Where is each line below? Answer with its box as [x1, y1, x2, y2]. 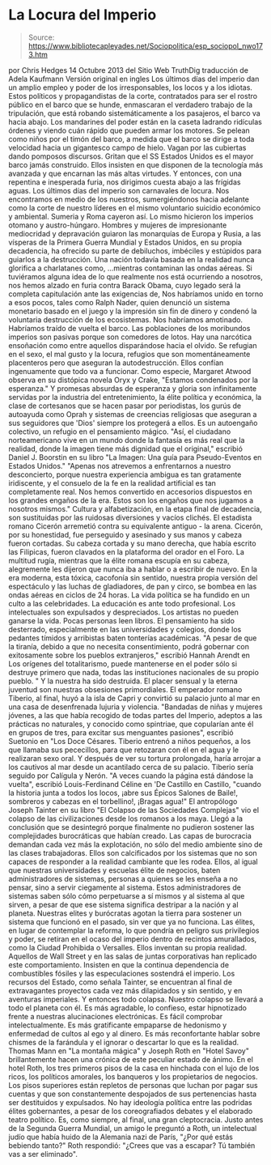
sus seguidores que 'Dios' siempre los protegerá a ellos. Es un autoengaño [8, 418, 258, 427]
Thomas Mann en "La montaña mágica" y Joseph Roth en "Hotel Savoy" [8, 1046, 249, 1056]
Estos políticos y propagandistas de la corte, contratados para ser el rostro [8, 91, 257, 100]
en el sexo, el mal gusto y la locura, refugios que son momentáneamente [8, 349, 251, 359]
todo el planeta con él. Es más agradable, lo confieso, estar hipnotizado [8, 1002, 247, 1013]
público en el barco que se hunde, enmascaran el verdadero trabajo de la [8, 100, 253, 109]
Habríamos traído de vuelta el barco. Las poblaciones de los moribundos [8, 323, 251, 333]
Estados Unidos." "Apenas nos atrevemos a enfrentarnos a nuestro [8, 461, 231, 470]
